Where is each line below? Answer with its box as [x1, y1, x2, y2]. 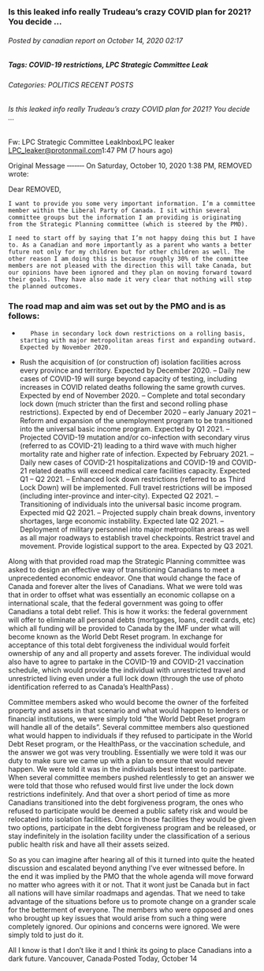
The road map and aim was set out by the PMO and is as [8, 300, 226, 311]
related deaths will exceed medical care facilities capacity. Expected [28, 466, 251, 476]
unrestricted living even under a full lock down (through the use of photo [8, 674, 244, 684]
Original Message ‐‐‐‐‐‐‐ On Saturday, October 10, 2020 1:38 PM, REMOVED [8, 161, 252, 170]
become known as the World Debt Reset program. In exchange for [8, 632, 223, 642]
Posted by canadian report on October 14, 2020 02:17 [8, 35, 184, 45]
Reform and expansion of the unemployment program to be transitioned [19, 416, 254, 425]
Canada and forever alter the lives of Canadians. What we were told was [8, 582, 243, 591]
